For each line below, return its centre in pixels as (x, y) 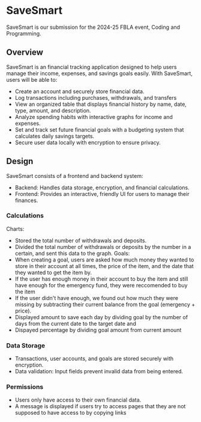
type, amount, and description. (53, 110)
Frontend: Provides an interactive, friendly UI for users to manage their (102, 194)
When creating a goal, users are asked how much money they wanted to (104, 260)
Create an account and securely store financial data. (79, 91)
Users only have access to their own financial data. (78, 400)
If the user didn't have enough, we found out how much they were (97, 298)
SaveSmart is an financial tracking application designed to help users (91, 67)
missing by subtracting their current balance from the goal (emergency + (105, 304)
